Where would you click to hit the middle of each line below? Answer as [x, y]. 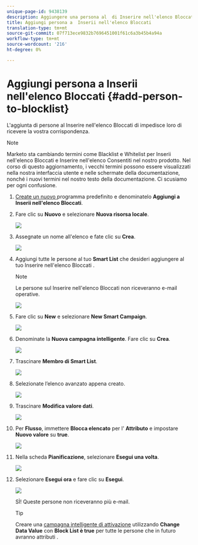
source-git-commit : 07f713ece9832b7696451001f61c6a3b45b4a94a [84, 33]
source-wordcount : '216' [37, 45]
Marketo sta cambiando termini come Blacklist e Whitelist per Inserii [89, 154]
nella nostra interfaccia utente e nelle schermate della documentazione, [93, 172]
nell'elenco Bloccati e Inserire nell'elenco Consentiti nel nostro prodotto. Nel [99, 160]
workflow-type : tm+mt [33, 39]
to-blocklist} [38, 109]
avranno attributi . [36, 537]
